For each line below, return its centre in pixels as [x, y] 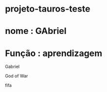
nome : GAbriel [36, 31]
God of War [17, 76]
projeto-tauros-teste [48, 9]
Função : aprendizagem [54, 53]
